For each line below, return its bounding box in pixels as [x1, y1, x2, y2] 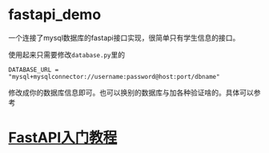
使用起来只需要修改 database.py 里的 [8, 49, 126, 59]
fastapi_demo [8, 6, 102, 24]
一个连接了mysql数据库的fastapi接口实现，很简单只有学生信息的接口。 [8, 33, 240, 42]
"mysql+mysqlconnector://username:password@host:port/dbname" [8, 73, 220, 80]
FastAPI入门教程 [8, 129, 118, 147]
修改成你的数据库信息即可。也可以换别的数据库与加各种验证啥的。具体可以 [8, 88, 254, 97]
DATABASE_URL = [8, 65, 59, 73]
